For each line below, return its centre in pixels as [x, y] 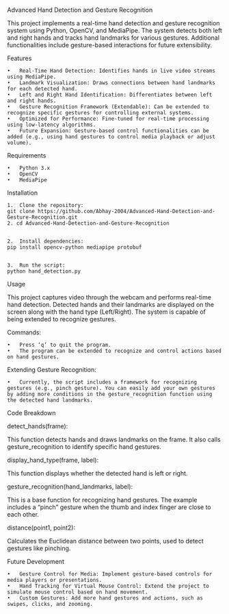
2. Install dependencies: [45, 241]
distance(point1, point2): [41, 528]
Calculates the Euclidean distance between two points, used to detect [105, 541]
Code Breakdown [31, 413]
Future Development [36, 562]
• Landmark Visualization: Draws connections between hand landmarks [111, 83]
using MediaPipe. [32, 77]
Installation [23, 193]
